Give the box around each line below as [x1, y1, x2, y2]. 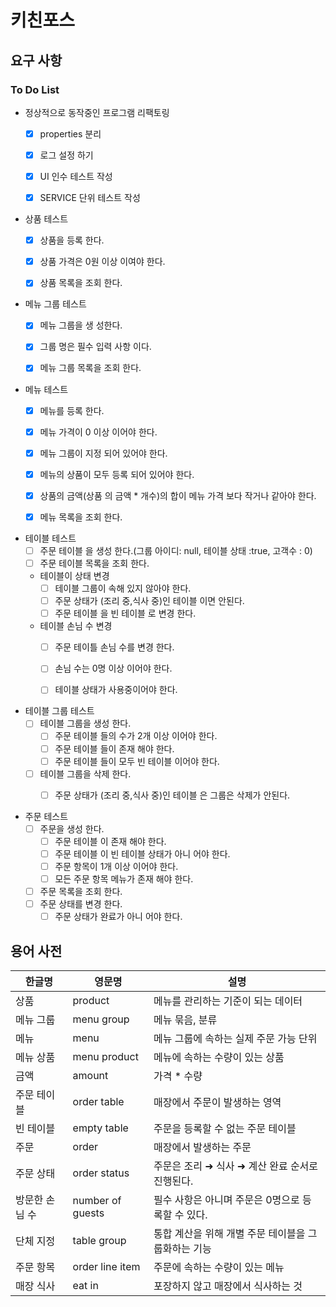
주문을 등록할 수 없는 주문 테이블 [153, 1122, 297, 1136]
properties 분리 [39, 127, 102, 140]
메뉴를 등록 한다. [39, 404, 105, 416]
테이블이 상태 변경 [39, 570, 110, 581]
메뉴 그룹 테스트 [24, 298, 87, 310]
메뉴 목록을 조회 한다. [39, 511, 123, 523]
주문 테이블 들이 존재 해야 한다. [54, 742, 175, 755]
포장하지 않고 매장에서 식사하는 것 [153, 1279, 303, 1293]
